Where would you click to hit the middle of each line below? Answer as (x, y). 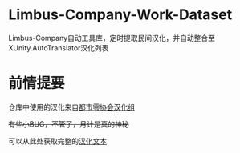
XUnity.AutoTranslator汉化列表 (59, 48)
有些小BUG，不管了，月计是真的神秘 (69, 124)
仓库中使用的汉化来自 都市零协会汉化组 (71, 107)
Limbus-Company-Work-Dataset (120, 15)
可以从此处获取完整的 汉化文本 (57, 141)
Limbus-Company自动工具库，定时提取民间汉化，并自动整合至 (112, 38)
